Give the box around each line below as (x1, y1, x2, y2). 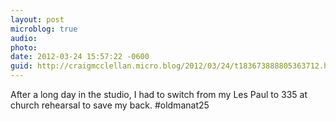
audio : (10, 33, 38, 43)
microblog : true (10, 24, 78, 34)
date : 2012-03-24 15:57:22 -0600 (10, 52, 150, 62)
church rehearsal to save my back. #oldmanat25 (10, 99, 210, 111)
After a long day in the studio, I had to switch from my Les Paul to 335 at (10, 89, 308, 100)
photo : (10, 42, 38, 53)
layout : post (10, 14, 65, 25)
